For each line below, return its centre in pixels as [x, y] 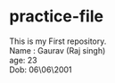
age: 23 [23, 60]
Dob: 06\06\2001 [41, 70]
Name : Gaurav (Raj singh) [57, 50]
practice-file [57, 17]
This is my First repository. [58, 41]
